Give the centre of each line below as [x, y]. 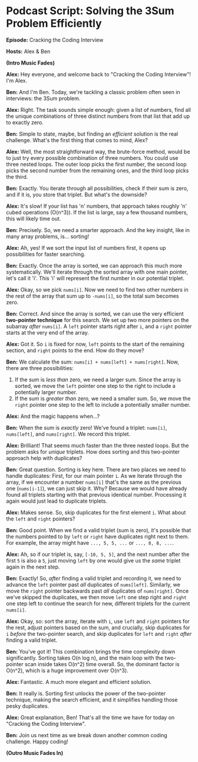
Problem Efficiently [54, 23]
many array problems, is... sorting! [48, 236]
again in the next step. [33, 567]
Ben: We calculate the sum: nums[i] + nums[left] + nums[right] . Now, [93, 362]
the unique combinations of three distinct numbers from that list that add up [98, 116]
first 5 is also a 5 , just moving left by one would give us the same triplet [93, 560]
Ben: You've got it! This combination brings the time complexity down [91, 651]
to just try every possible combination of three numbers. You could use [92, 157]
